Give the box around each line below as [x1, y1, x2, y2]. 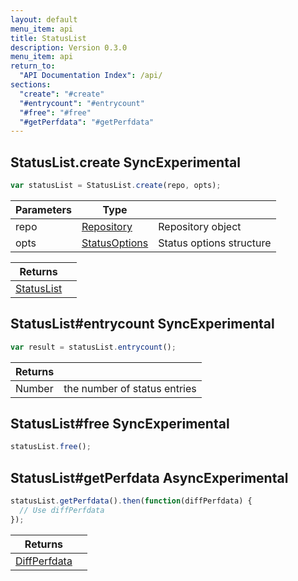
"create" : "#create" [19, 89, 105, 99]
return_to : [10, 61, 56, 71]
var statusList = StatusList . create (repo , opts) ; [10, 181, 222, 191]
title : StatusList [10, 33, 87, 43]
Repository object [158, 219, 242, 233]
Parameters [15, 202, 72, 216]
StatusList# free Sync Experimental [10, 416, 230, 433]
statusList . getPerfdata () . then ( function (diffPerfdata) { [10, 496, 253, 506]
